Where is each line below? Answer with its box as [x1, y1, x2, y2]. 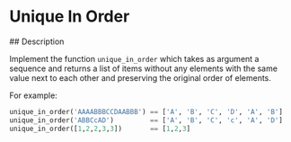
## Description [9, 36, 65, 47]
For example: [9, 90, 58, 101]
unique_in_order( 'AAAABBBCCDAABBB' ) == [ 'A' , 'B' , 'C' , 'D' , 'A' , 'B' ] [9, 107, 283, 116]
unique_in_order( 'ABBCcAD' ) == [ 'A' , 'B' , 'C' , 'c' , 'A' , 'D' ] [9, 115, 283, 125]
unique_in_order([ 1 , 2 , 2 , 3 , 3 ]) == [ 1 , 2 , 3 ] [9, 124, 191, 133]
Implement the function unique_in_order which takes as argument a [9, 53, 260, 64]
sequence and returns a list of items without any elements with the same [9, 63, 278, 74]
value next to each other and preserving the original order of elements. [9, 72, 272, 83]
